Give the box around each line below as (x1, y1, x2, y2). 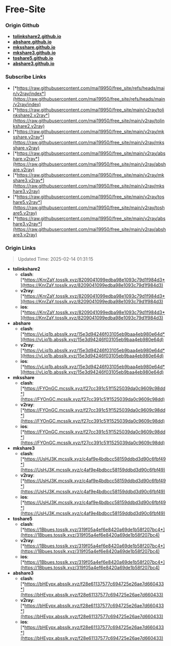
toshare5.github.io (12, 55, 54, 61)
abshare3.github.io (12, 60, 55, 67)
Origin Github (5, 22, 40, 29)
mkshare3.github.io (12, 50, 56, 56)
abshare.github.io (12, 39, 52, 45)
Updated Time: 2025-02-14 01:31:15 (17, 256, 93, 262)
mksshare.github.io (12, 44, 56, 51)
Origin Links (5, 244, 36, 251)
